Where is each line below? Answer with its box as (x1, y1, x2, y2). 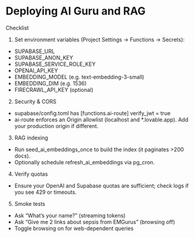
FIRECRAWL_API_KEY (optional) (14, 86, 94, 93)
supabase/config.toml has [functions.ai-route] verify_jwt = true (14, 109, 171, 117)
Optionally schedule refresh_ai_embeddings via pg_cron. (14, 158, 155, 166)
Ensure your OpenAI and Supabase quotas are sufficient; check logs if (14, 182, 189, 189)
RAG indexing (14, 134, 49, 141)
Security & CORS (14, 98, 57, 105)
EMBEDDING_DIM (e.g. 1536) (14, 80, 87, 87)
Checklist (5, 24, 29, 31)
